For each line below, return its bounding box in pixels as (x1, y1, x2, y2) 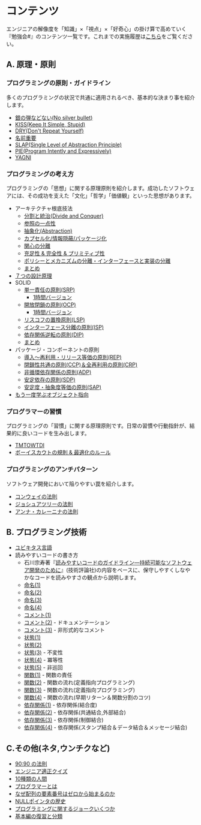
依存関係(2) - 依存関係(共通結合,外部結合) (23, 709, 126, 716)
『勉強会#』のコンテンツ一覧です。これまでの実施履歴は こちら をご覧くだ (6, 32, 188, 40)
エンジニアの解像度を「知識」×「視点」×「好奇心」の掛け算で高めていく (6, 25, 187, 32)
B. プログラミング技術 (6, 527, 87, 537)
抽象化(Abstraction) (23, 227, 73, 234)
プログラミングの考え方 (6, 170, 74, 178)
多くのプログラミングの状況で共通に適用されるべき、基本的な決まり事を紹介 (6, 94, 196, 101)
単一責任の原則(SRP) (23, 286, 75, 293)
